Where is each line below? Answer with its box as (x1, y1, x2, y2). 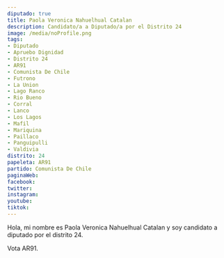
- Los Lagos (7, 113, 42, 120)
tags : (7, 36, 23, 43)
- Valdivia (7, 146, 39, 153)
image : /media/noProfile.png (7, 29, 92, 37)
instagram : (7, 191, 39, 198)
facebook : (7, 178, 36, 185)
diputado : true (7, 10, 51, 17)
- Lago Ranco (7, 88, 45, 95)
